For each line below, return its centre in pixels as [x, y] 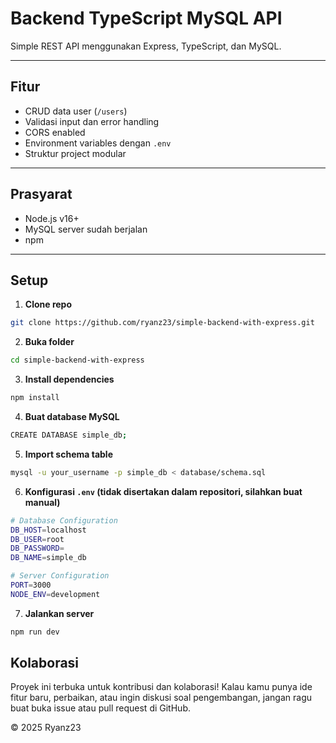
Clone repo [48, 304]
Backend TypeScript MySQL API [146, 18]
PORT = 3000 [31, 585]
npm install [35, 398]
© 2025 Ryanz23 [46, 728]
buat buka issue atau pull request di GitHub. [100, 708]
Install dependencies [69, 379]
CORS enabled [55, 132]
